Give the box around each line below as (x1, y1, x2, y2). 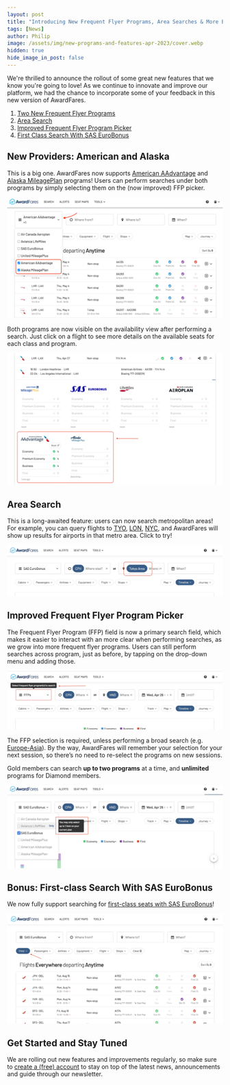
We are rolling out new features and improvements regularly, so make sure (7, 1056, 217, 1064)
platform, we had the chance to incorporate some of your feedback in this (7, 88, 216, 97)
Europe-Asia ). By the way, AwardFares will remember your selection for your (7, 744, 222, 752)
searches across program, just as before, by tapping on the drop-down (7, 649, 207, 658)
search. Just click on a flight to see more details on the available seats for (7, 332, 215, 340)
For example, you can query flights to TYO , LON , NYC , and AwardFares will (7, 524, 218, 532)
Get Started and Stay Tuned (7, 1037, 128, 1049)
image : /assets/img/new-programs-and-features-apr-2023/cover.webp (7, 40, 204, 47)
